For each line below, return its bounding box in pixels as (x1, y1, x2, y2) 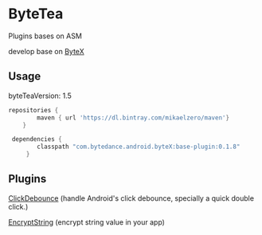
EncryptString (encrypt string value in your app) (8, 217, 166, 227)
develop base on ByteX (8, 46, 85, 56)
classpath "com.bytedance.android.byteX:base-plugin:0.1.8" (37, 143, 240, 151)
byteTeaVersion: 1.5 (8, 91, 72, 100)
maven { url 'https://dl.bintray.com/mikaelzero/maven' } (37, 113, 229, 122)
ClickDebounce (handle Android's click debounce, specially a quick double (8, 193, 255, 203)
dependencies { (11, 135, 62, 143)
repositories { (8, 106, 59, 114)
